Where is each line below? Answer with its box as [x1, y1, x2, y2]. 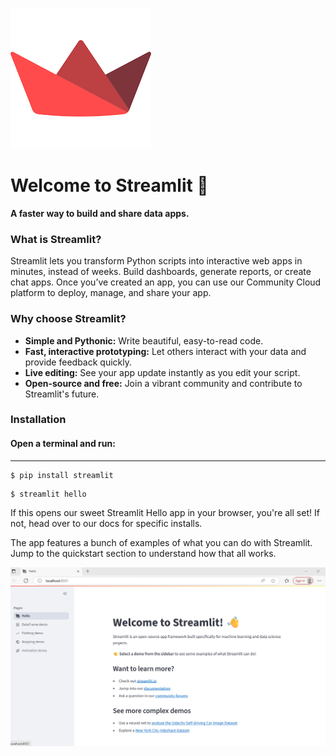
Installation [10, 413, 67, 427]
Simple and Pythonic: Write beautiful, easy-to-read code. [24, 334, 264, 347]
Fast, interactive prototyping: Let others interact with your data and [24, 345, 307, 357]
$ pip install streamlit [10, 470, 114, 480]
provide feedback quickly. [24, 356, 132, 368]
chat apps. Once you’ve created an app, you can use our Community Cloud [10, 276, 322, 288]
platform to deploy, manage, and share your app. [10, 287, 212, 299]
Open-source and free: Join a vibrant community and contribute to [24, 377, 303, 389]
